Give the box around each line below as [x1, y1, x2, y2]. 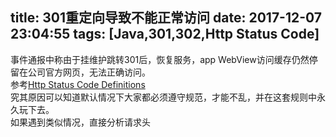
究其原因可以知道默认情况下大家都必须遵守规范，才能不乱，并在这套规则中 [10, 91, 317, 103]
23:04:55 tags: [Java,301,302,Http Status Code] [10, 26, 320, 43]
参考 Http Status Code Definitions [10, 78, 146, 90]
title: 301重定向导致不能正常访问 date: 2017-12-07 [10, 9, 323, 27]
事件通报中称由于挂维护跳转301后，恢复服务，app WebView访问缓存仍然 [10, 53, 310, 65]
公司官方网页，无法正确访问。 [27, 66, 151, 78]
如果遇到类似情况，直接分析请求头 [10, 116, 151, 128]
